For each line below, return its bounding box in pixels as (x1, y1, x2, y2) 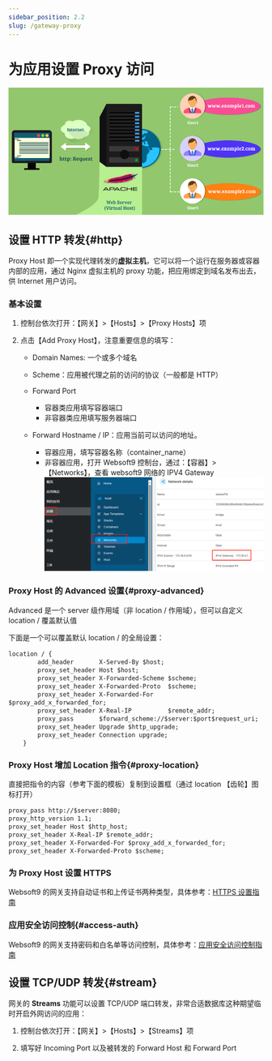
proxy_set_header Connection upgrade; (37, 730, 168, 739)
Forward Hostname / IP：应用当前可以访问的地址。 (32, 430, 202, 440)
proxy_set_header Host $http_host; (8, 823, 129, 831)
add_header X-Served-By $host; (37, 657, 164, 666)
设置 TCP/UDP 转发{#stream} (8, 975, 158, 989)
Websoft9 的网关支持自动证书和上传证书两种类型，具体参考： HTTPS (8, 888, 236, 897)
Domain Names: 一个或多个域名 (32, 353, 138, 362)
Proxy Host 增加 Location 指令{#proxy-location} (8, 759, 200, 770)
